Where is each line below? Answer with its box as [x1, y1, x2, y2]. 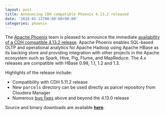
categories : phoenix [5, 21, 48, 26]
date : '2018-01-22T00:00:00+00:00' [5, 16, 78, 21]
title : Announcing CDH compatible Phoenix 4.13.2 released [5, 12, 129, 17]
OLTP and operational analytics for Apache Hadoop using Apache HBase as [5, 45, 159, 50]
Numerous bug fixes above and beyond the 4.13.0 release [12, 95, 130, 101]
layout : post [5, 7, 32, 12]
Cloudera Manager [12, 90, 51, 96]
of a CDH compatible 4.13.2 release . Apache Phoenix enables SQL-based [5, 40, 154, 46]
